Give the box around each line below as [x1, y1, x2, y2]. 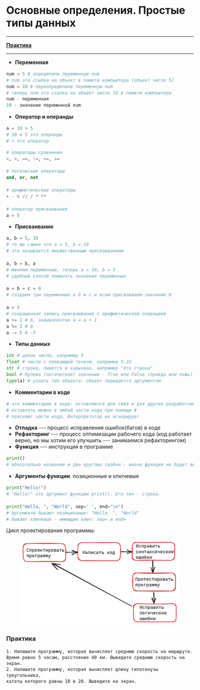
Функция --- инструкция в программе [14, 443, 113, 450]
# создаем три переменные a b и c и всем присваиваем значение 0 [6, 292, 171, 298]
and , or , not [6, 175, 39, 181]
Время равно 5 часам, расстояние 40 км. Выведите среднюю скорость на [6, 655, 185, 661]
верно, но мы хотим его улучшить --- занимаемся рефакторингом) [14, 437, 186, 444]
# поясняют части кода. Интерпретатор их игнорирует [6, 414, 140, 419]
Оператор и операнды [14, 113, 73, 120]
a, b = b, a [6, 260, 36, 266]
